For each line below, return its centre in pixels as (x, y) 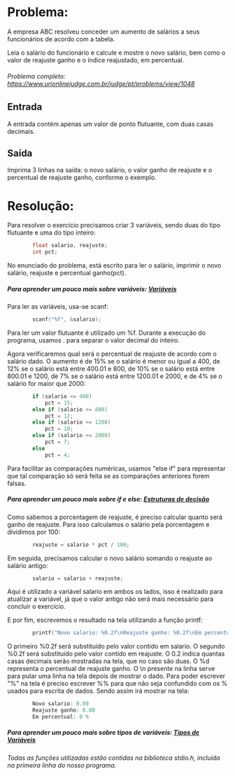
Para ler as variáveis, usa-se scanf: (58, 307)
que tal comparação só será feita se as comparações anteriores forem (108, 476)
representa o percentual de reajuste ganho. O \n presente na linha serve (111, 669)
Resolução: (41, 206)
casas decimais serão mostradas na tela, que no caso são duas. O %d (108, 661)
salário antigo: (28, 565)
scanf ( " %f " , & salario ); (67, 319)
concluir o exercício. (36, 607)
